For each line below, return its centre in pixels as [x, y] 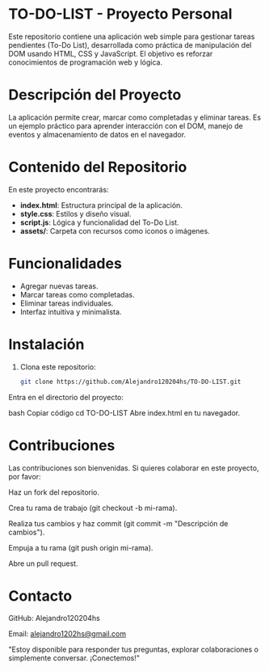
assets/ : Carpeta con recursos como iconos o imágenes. [115, 230]
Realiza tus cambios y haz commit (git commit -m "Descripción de [118, 523]
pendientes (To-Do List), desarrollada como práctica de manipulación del [130, 44]
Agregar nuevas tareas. [59, 286]
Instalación [46, 344]
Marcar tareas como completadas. [77, 294]
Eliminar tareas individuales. [67, 303]
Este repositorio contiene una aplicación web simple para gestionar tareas [132, 36]
